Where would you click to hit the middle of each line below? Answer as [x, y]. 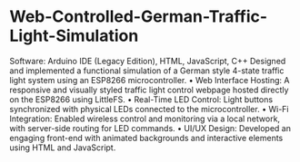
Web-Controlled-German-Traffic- [139, 17]
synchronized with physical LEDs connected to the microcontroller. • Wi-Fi [149, 109]
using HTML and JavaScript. [63, 148]
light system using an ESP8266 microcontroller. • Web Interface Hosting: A [150, 80]
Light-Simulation [74, 36]
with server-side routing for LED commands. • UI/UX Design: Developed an [150, 128]
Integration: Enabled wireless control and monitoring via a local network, [145, 119]
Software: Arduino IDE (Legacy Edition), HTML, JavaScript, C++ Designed [148, 61]
